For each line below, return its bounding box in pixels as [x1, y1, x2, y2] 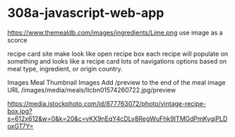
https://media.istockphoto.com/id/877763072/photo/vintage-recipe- [7, 99, 207, 107]
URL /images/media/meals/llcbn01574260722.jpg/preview [7, 85, 176, 94]
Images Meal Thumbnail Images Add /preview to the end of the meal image [7, 78, 226, 86]
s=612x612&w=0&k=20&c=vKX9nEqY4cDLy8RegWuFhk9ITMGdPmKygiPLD [7, 114, 228, 123]
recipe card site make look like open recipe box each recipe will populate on [7, 49, 229, 58]
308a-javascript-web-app [7, 5, 164, 21]
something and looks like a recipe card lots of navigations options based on [7, 56, 227, 65]
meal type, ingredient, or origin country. [7, 64, 123, 73]
